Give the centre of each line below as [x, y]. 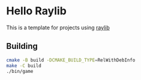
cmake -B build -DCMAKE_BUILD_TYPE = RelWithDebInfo [71, 60]
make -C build [24, 66]
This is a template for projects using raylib [58, 27]
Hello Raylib [37, 11]
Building [22, 46]
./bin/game [20, 71]
